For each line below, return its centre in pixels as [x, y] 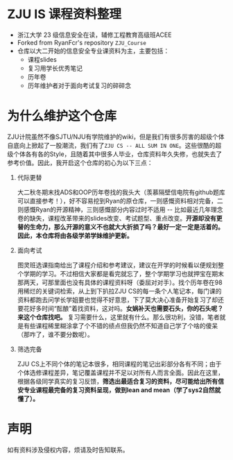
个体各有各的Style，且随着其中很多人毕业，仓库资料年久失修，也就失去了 [118, 154]
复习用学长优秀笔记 [55, 68]
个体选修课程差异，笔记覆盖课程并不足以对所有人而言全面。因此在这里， [120, 373]
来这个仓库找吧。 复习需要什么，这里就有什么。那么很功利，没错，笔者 [118, 317]
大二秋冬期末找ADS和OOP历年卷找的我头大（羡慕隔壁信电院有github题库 [121, 192]
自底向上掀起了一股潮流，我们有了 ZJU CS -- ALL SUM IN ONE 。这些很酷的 [111, 145]
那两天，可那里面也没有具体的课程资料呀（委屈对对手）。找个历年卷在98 [120, 282]
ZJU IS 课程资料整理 [64, 14]
